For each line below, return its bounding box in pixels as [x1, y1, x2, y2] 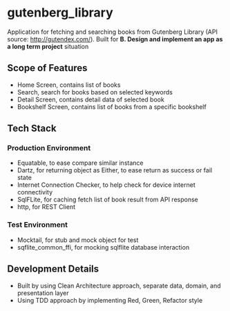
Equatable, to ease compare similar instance [17, 159, 144, 167]
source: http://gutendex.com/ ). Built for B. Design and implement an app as [7, 34, 223, 43]
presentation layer [17, 288, 69, 297]
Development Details [7, 263, 99, 275]
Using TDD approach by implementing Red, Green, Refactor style [17, 296, 203, 304]
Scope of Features [7, 62, 88, 74]
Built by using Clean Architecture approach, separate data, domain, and [17, 281, 221, 290]
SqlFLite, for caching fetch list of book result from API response [17, 195, 198, 204]
